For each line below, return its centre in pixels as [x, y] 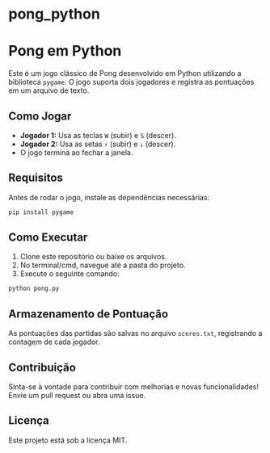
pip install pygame [41, 212]
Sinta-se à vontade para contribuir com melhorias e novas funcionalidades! [134, 386]
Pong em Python [65, 51]
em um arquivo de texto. [49, 90]
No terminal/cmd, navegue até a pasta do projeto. [103, 265]
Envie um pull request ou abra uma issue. [77, 395]
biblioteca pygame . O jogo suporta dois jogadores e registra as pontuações [131, 82]
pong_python [55, 14]
